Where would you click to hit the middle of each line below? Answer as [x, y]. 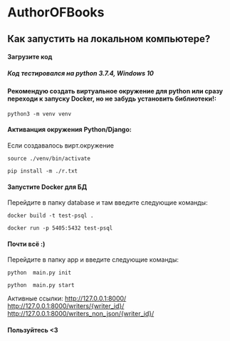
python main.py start [41, 285]
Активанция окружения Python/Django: [69, 130]
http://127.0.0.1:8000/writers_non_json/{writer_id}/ [81, 314]
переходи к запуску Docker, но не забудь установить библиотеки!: [112, 99]
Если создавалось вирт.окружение [61, 145]
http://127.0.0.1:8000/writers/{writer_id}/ [66, 306]
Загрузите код [30, 57]
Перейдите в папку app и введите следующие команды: [93, 260]
